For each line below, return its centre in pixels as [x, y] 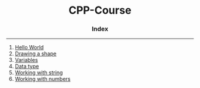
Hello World [29, 48]
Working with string [39, 73]
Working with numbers [43, 79]
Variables [26, 60]
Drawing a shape [35, 54]
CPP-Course [100, 10]
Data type [27, 67]
